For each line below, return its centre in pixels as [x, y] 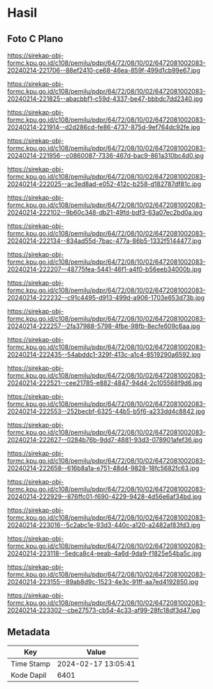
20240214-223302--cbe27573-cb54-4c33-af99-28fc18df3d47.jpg [104, 610]
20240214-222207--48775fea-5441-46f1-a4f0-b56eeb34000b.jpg [104, 269]
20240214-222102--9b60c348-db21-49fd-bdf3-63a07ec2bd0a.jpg [105, 212]
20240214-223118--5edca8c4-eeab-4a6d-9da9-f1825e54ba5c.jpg [104, 553]
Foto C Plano [35, 39]
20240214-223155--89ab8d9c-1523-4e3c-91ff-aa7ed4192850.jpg [103, 582]
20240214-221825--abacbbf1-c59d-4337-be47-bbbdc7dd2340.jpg [105, 99]
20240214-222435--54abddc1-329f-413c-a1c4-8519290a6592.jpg [104, 354]
